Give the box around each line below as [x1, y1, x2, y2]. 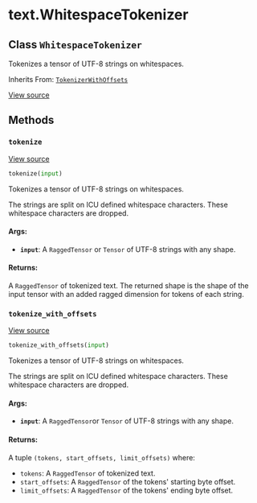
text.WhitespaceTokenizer [8, 6, 189, 24]
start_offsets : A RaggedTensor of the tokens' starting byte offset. [19, 476, 236, 486]
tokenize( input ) [8, 169, 63, 178]
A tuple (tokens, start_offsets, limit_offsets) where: [8, 452, 195, 462]
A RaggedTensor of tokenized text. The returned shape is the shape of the [8, 280, 249, 291]
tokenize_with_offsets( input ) [8, 341, 110, 349]
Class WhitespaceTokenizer [8, 38, 143, 52]
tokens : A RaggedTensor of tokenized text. [19, 468, 156, 478]
